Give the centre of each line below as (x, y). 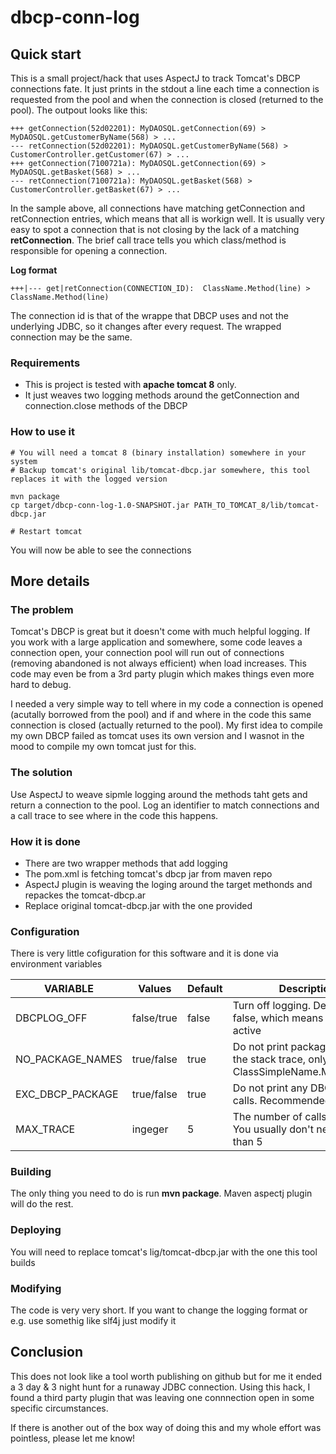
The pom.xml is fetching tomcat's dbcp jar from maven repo (148, 873)
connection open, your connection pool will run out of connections (147, 653)
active (247, 1031)
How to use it (42, 432)
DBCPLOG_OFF (51, 1018)
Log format (34, 270)
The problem (42, 609)
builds (23, 1262)
